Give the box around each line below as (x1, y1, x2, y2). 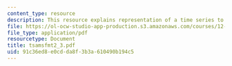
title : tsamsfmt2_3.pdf (7, 42, 76, 49)
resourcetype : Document (7, 36, 76, 43)
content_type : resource (7, 10, 76, 17)
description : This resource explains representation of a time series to (7, 16, 224, 23)
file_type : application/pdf (7, 29, 88, 36)
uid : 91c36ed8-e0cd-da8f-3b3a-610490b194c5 (7, 49, 135, 56)
